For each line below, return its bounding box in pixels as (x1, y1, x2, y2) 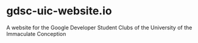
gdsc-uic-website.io (6, 4, 112, 18)
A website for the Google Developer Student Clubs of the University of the (6, 24, 193, 31)
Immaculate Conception (6, 30, 66, 37)
